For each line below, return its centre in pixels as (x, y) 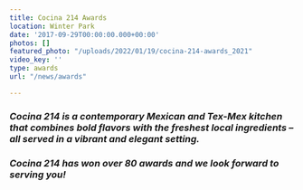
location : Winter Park (52, 26)
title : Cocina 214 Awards (58, 18)
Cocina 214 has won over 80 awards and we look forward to (144, 163)
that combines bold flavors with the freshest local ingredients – (151, 128)
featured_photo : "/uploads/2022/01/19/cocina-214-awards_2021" (131, 52)
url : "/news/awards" (48, 77)
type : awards (34, 69)
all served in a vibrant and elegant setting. (105, 138)
